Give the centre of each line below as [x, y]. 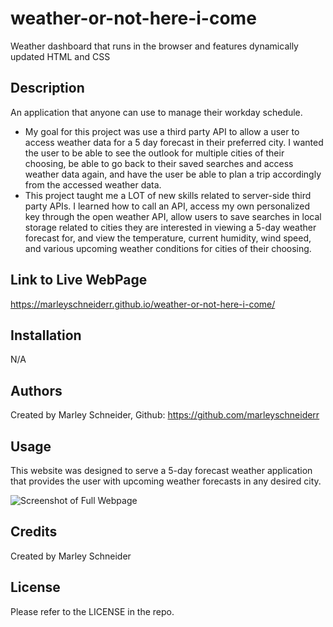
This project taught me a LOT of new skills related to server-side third [168, 195]
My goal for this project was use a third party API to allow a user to [162, 131]
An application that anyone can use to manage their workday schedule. [156, 112]
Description [47, 88]
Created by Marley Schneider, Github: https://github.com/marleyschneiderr [165, 415]
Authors [36, 390]
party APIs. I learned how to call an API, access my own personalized [167, 206]
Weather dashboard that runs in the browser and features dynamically [154, 46]
